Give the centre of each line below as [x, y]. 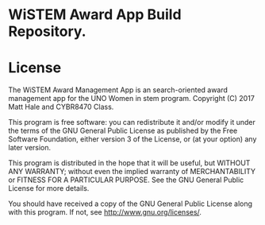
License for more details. [49, 188]
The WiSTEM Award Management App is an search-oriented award [118, 90]
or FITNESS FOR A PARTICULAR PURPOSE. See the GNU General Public [126, 180]
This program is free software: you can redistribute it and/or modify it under [132, 122]
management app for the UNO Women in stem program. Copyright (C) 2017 [132, 99]
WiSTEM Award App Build [95, 15]
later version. [30, 148]
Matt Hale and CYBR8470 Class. [61, 107]
